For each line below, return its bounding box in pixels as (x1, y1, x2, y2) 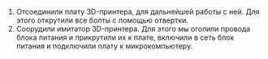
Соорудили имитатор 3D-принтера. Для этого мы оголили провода (15, 24, 251, 33)
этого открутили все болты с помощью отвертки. (15, 15, 189, 25)
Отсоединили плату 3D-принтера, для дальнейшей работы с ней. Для (15, 7, 260, 16)
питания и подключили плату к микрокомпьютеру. (15, 41, 193, 51)
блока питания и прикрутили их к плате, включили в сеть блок (15, 32, 235, 42)
